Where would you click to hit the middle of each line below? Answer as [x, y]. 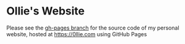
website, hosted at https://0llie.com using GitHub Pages [77, 34]
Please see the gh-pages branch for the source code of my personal [93, 28]
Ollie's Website [45, 11]
